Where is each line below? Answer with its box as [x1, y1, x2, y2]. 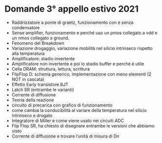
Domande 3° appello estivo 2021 [4, 3, 139, 15]
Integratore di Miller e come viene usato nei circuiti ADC [11, 118, 124, 124]
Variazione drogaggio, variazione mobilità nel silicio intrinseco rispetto [11, 45, 153, 51]
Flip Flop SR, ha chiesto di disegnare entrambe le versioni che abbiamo [11, 123, 155, 128]
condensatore [11, 24, 40, 30]
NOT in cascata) [11, 76, 45, 82]
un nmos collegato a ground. [11, 35, 70, 41]
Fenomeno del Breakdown [11, 40, 64, 46]
